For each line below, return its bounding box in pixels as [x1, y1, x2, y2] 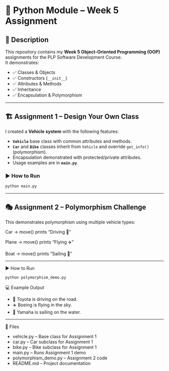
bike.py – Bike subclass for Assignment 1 [12, 344, 97, 350]
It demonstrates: [5, 60, 39, 65]
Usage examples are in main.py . [12, 159, 78, 166]
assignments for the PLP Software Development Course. [5, 54, 122, 60]
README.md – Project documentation [12, 360, 91, 366]
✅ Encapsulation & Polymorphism [12, 92, 82, 98]
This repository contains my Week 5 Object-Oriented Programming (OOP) [5, 49, 160, 55]
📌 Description [5, 35, 49, 44]
